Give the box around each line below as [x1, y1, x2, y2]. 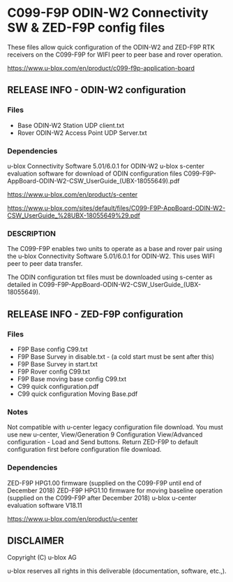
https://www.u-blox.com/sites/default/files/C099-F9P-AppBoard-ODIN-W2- [7, 204, 226, 212]
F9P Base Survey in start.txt [17, 360, 98, 368]
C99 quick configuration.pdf [17, 382, 99, 390]
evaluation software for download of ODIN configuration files [7, 169, 183, 178]
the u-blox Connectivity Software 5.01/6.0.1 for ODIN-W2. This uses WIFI [7, 252, 215, 260]
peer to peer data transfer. [7, 260, 83, 268]
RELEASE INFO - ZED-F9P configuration [7, 308, 183, 320]
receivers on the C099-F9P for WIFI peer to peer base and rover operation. [7, 50, 223, 59]
